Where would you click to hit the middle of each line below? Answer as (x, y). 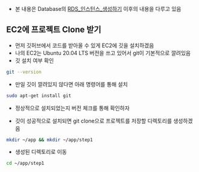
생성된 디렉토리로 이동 (41, 152)
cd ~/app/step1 (25, 164)
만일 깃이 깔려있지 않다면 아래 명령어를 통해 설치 (71, 84)
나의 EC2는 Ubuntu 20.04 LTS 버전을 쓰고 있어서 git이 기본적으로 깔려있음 (103, 53)
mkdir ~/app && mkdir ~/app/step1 (50, 140)
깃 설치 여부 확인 (34, 60)
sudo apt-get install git (39, 95)
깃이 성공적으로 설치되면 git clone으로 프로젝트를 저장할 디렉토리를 (93, 121)
